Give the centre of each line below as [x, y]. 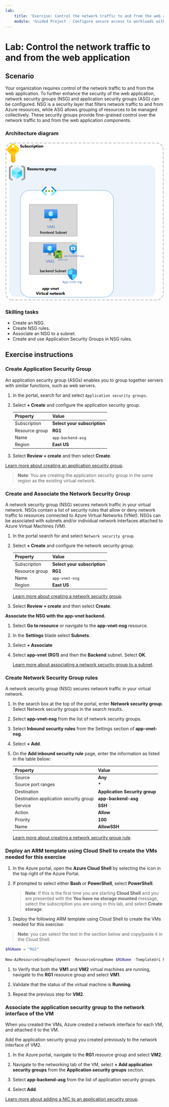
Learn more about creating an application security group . [64, 465]
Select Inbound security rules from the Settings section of [73, 729]
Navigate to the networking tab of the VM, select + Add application [82, 1065]
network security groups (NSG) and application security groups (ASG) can [82, 99]
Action [22, 813]
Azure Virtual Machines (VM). [36, 526]
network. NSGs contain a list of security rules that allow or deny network [80, 510]
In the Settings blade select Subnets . [51, 635]
